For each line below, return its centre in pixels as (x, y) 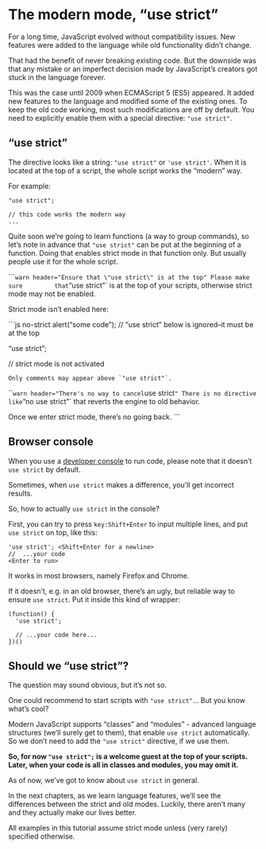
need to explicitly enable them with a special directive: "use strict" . (120, 118)
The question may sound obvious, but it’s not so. (88, 685)
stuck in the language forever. (57, 77)
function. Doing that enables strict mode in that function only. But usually (127, 253)
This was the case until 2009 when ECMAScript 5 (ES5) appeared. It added (131, 92)
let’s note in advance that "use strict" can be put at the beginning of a (125, 245)
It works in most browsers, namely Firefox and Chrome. (99, 575)
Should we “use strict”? (69, 666)
